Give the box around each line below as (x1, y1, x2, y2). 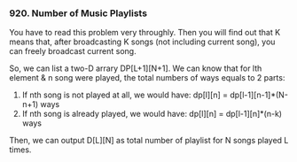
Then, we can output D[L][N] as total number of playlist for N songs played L (9, 135, 289, 146)
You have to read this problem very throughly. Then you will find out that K (9, 27, 281, 38)
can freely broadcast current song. (9, 46, 137, 57)
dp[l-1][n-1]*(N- (230, 89, 288, 100)
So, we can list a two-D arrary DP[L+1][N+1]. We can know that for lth (9, 63, 262, 73)
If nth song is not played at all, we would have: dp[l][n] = (21, 89, 229, 100)
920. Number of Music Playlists (9, 7, 148, 19)
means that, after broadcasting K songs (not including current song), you (9, 36, 276, 47)
